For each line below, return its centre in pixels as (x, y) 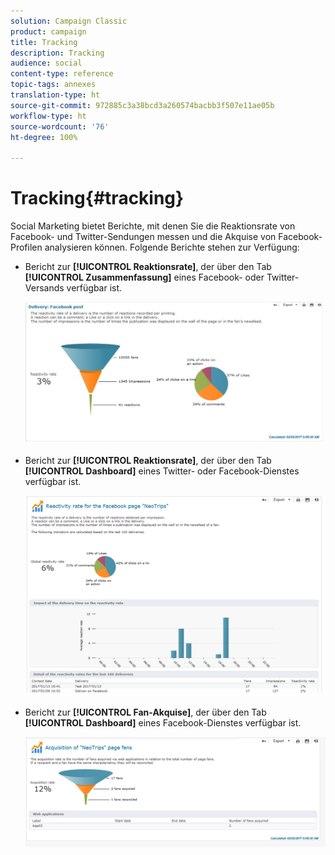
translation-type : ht (55, 95)
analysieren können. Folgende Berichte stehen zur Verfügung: (172, 247)
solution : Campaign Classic (69, 21)
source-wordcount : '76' (60, 126)
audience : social (46, 63)
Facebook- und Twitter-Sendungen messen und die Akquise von (143, 237)
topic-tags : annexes (53, 85)
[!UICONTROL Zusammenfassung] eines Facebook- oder (144, 277)
